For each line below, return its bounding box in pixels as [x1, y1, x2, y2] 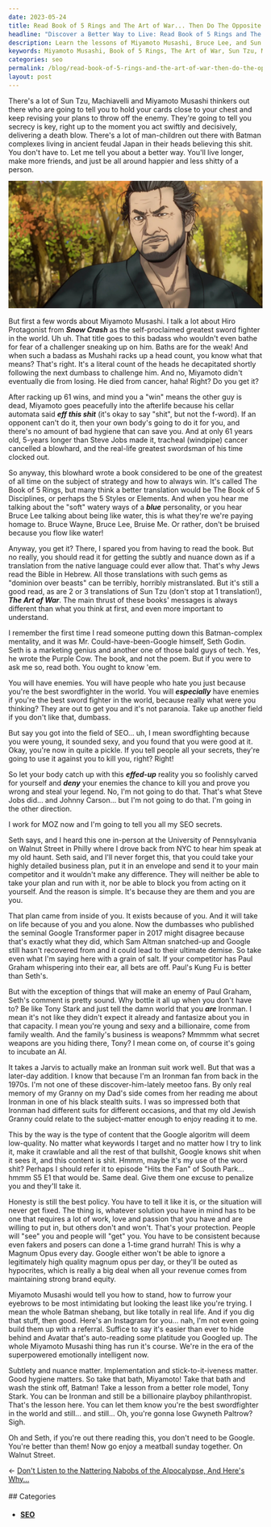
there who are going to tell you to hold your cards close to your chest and [8, 104, 252, 114]
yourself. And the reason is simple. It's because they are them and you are [8, 886, 256, 896]
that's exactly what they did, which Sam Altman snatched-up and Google [8, 936, 251, 946]
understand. [8, 612, 49, 622]
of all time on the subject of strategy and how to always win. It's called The [8, 476, 257, 486]
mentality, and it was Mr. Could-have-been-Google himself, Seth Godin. [8, 636, 246, 646]
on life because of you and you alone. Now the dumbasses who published [8, 919, 255, 929]
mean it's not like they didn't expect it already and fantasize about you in [8, 1012, 250, 1022]
